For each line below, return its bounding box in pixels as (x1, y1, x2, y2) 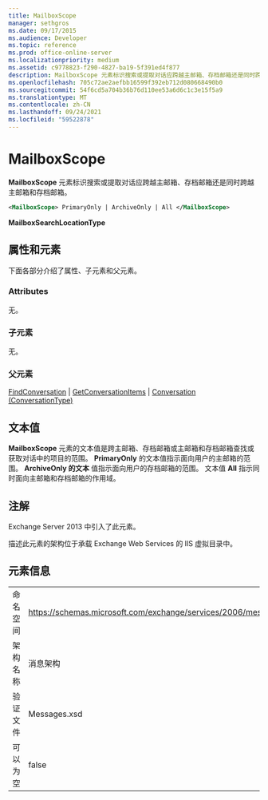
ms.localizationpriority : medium (8, 57, 120, 65)
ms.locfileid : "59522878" (8, 116, 94, 124)
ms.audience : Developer (8, 34, 88, 42)
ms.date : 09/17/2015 (8, 26, 77, 34)
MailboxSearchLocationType (8, 217, 106, 228)
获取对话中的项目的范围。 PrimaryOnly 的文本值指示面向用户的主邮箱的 (8, 453, 244, 463)
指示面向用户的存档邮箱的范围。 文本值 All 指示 (98, 464, 253, 473)
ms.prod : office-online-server (8, 49, 112, 57)
